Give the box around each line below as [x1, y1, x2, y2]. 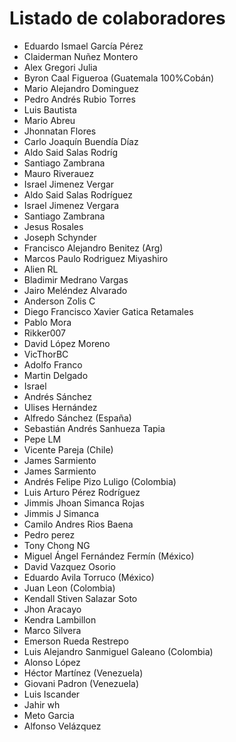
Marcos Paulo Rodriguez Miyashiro [23, 252, 169, 264]
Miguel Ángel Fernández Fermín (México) [23, 550, 195, 562]
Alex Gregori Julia [23, 61, 98, 73]
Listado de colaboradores [9, 7, 226, 30]
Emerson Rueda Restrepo [23, 635, 129, 647]
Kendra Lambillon [23, 613, 97, 626]
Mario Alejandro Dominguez [23, 82, 140, 94]
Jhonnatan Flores [23, 125, 97, 137]
